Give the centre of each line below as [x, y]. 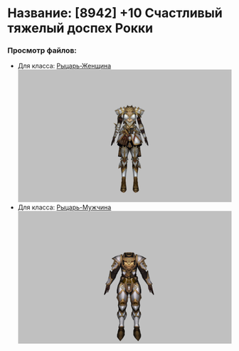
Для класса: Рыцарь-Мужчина [64, 207]
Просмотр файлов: [42, 51]
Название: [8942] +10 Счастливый [115, 13]
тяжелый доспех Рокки [80, 28]
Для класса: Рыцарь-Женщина [64, 66]
